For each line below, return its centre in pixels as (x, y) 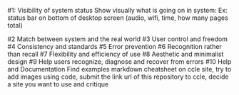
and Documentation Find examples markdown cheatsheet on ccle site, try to (119, 69)
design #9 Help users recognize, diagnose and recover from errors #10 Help (119, 62)
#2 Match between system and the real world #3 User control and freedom (118, 39)
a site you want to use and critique (58, 84)
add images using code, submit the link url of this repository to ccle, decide (118, 77)
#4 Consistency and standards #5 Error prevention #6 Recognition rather (115, 46)
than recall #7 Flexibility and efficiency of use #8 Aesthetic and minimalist (116, 54)
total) (15, 25)
